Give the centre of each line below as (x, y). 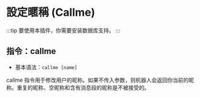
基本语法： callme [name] (46, 67)
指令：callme (31, 51)
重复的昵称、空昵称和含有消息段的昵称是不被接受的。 (83, 87)
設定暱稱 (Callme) (51, 12)
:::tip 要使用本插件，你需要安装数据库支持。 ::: (63, 30)
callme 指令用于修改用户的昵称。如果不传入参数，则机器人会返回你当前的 (98, 80)
